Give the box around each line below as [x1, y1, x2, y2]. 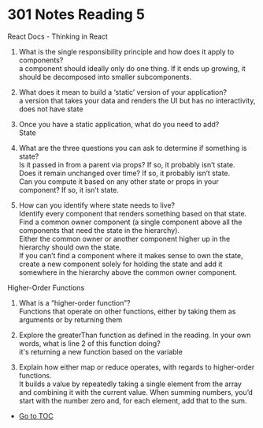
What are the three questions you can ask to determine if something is [18, 143, 247, 152]
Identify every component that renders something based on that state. [18, 208, 247, 218]
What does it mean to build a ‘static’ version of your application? [18, 87, 228, 96]
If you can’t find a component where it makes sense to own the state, [18, 250, 243, 260]
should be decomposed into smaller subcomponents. [18, 72, 192, 81]
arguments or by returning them [18, 314, 123, 325]
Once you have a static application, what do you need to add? [18, 119, 220, 129]
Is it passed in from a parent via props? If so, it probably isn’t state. [18, 160, 235, 169]
